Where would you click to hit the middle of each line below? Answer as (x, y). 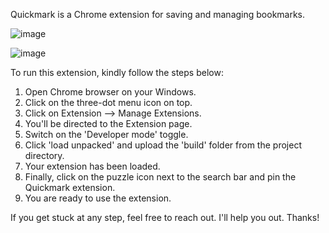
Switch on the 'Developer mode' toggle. (106, 134)
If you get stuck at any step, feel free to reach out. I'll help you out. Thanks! (165, 217)
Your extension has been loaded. (92, 166)
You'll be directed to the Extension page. (108, 123)
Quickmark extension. (70, 187)
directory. (44, 155)
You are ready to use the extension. (98, 198)
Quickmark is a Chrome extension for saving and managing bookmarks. (158, 14)
